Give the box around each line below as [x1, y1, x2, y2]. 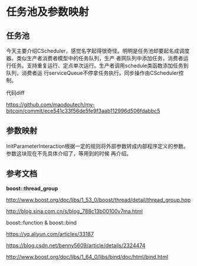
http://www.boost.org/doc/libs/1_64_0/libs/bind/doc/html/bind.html [6, 253, 169, 260]
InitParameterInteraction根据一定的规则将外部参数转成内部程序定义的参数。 [6, 142, 189, 149]
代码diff [6, 89, 25, 96]
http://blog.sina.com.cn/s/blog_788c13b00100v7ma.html [6, 207, 143, 215]
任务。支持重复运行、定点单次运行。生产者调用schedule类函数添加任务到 [11, 62, 189, 69]
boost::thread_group [6, 185, 58, 192]
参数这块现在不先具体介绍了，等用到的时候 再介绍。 [6, 149, 132, 157]
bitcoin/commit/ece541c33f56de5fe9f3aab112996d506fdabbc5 [6, 107, 160, 114]
